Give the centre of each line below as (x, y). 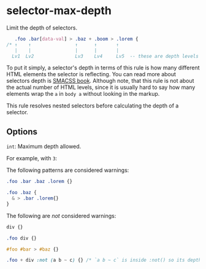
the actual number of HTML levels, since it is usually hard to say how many (101, 87)
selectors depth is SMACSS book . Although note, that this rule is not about (100, 81)
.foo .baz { (21, 193)
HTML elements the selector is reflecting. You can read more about (91, 74)
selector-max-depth (59, 11)
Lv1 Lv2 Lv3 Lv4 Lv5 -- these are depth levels (105, 56)
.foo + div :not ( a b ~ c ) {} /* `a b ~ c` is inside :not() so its (96, 260)
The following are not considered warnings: (61, 216)
